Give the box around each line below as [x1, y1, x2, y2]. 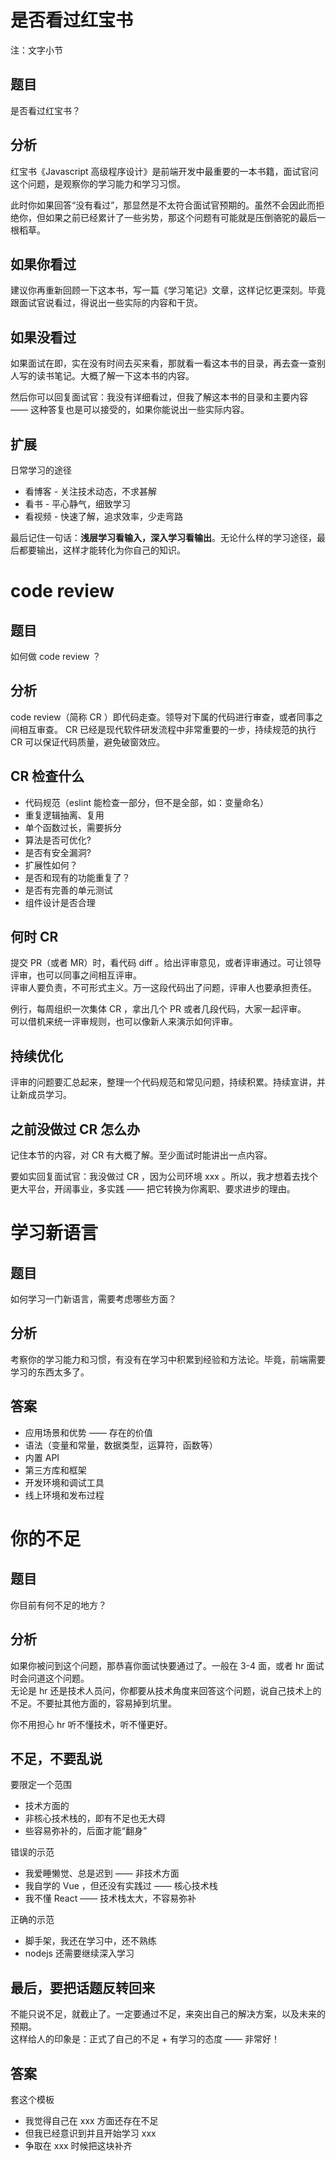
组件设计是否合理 [24, 896, 96, 908]
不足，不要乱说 [10, 1750, 103, 1767]
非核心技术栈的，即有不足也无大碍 [24, 1812, 166, 1825]
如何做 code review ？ [10, 651, 102, 662]
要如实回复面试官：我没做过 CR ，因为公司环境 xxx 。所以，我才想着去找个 [10, 1171, 318, 1183]
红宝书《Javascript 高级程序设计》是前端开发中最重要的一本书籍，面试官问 [10, 165, 319, 177]
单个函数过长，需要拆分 [24, 821, 122, 833]
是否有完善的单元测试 [24, 884, 113, 896]
